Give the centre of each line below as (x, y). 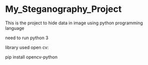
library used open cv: (27, 47)
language (15, 28)
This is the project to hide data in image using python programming (74, 23)
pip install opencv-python (31, 57)
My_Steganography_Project (64, 9)
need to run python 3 (27, 38)
